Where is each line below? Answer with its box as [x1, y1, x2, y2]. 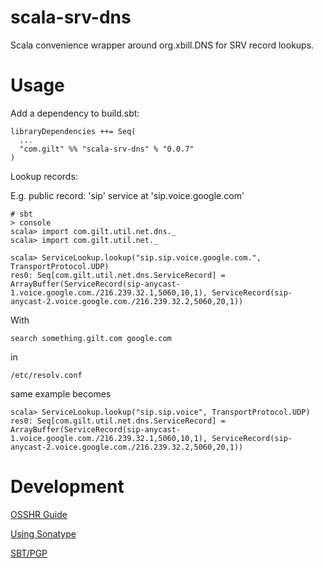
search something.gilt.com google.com [10, 333, 172, 343]
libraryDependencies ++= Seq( [10, 126, 137, 136]
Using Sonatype [10, 527, 77, 540]
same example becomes [10, 387, 112, 400]
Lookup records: [10, 170, 78, 182]
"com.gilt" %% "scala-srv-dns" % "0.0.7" [19, 144, 195, 154]
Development [10, 476, 125, 498]
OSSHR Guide [10, 508, 68, 520]
